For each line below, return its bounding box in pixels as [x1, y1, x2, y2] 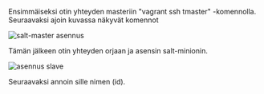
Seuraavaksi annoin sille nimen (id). [8, 77, 126, 86]
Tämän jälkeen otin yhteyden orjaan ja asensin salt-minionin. [8, 46, 209, 55]
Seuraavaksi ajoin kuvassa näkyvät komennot [8, 15, 159, 25]
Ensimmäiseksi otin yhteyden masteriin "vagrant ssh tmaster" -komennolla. [8, 7, 257, 16]
